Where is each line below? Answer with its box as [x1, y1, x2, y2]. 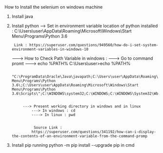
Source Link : [33, 125, 62, 130]
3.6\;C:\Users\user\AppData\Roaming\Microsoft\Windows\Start [11, 83, 139, 87]
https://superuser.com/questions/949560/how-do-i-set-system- [29, 43, 159, 48]
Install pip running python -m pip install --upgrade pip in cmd [11, 142, 135, 148]
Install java [11, 14, 34, 19]
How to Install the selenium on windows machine [4, 4, 103, 10]
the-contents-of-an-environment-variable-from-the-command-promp [11, 134, 147, 138]
